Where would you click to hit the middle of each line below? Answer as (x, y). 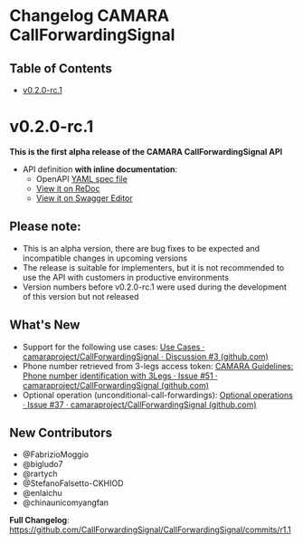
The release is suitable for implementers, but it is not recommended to (153, 267)
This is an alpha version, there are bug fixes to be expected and (141, 248)
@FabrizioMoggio (55, 454)
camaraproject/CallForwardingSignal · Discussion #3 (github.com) (145, 356)
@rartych (40, 474)
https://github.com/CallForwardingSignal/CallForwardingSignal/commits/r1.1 (150, 530)
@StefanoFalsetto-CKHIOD (73, 483)
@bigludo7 (43, 464)
